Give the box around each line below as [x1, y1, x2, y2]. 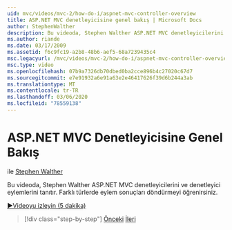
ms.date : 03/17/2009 [7, 42, 67, 49]
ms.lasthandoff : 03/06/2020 [7, 94, 88, 101]
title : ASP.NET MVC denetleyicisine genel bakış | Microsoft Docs [7, 17, 202, 23]
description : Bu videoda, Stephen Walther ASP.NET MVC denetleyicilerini [7, 29, 224, 37]
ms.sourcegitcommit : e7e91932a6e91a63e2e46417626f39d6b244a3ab [7, 74, 193, 82]
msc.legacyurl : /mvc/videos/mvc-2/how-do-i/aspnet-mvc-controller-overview [7, 55, 230, 62]
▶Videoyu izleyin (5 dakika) [7, 201, 86, 209]
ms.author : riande [7, 36, 60, 43]
